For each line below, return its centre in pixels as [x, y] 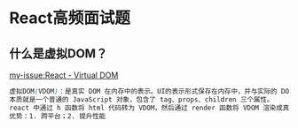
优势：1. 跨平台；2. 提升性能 [58, 116]
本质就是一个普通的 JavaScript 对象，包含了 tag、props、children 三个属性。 [141, 99]
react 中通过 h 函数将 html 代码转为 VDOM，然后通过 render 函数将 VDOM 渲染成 [146, 108]
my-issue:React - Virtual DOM [64, 75]
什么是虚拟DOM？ [59, 53]
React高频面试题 [70, 18]
